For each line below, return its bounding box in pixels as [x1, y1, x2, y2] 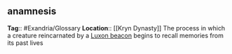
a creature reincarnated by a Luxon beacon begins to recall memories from [7, 31, 224, 39]
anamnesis [7, 6, 57, 17]
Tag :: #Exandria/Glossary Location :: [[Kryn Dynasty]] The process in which [7, 24, 226, 32]
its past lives [7, 38, 43, 47]
